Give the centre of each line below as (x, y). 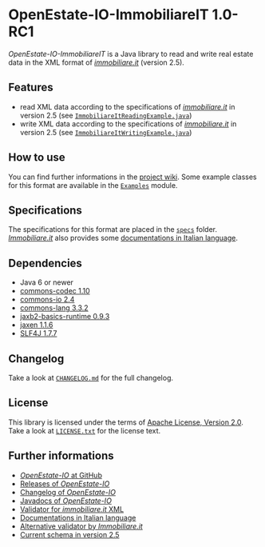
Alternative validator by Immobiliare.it (81, 526)
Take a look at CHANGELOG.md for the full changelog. (91, 378)
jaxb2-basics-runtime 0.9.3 (65, 317)
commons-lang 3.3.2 (54, 308)
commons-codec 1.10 (55, 291)
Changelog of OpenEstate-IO (67, 492)
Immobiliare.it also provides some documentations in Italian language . (123, 238)
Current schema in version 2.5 (69, 534)
